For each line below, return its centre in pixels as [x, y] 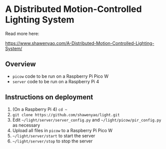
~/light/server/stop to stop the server [53, 141]
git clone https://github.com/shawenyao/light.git [66, 115]
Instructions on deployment [49, 97]
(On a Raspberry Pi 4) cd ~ [40, 109]
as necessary [26, 125]
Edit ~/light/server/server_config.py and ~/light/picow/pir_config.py [87, 120]
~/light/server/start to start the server [54, 136]
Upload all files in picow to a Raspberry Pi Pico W [63, 130]
